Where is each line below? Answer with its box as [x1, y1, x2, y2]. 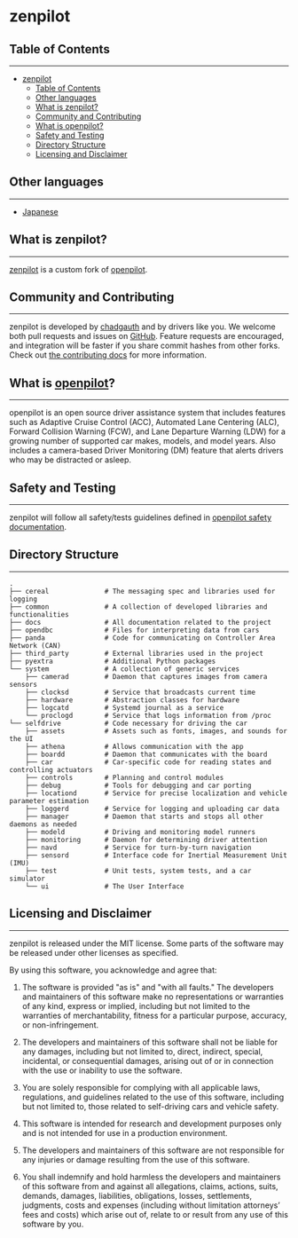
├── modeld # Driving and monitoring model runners [25, 827, 255, 836]
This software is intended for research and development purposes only [21, 1118, 282, 1129]
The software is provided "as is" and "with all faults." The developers [21, 982, 274, 992]
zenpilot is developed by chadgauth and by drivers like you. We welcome [9, 321, 277, 332]
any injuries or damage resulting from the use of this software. [21, 1154, 250, 1164]
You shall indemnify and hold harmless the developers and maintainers [21, 1171, 281, 1182]
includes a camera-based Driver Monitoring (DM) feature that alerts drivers [9, 446, 284, 456]
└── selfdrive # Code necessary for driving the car [9, 719, 248, 728]
